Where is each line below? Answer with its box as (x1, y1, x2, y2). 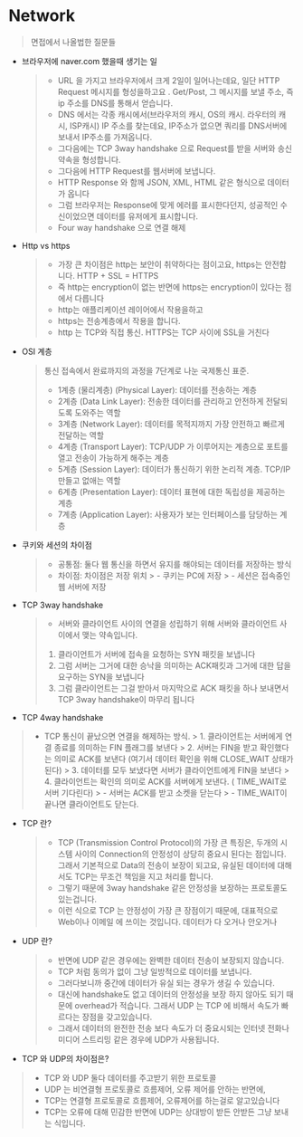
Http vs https (21, 240, 71, 251)
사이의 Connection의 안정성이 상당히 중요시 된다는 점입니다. (74, 848, 287, 859)
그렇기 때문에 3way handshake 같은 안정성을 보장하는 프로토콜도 (57, 882, 289, 893)
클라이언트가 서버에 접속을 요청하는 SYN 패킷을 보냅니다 (57, 648, 256, 659)
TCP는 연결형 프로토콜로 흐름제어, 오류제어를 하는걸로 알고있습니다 (43, 1094, 280, 1105)
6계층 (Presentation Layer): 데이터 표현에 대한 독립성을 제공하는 (57, 486, 286, 497)
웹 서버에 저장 (57, 581, 107, 592)
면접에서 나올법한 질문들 (30, 36, 117, 47)
